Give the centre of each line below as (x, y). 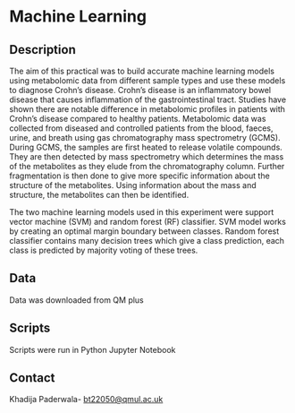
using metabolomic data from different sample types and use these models (147, 81)
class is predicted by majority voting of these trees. (104, 250)
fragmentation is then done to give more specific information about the (139, 176)
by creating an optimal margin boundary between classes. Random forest (144, 231)
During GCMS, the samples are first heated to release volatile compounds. (146, 147)
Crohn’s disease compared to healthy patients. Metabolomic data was (138, 119)
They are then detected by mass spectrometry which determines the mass (147, 157)
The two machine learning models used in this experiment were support (142, 212)
